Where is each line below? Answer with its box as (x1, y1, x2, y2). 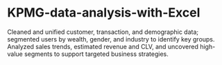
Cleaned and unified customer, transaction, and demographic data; (7, 28, 199, 36)
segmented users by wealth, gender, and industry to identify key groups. (7, 35, 215, 43)
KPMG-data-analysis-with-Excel (7, 5, 200, 21)
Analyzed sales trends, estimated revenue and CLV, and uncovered (7, 42, 199, 50)
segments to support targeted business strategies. (24, 50, 169, 58)
